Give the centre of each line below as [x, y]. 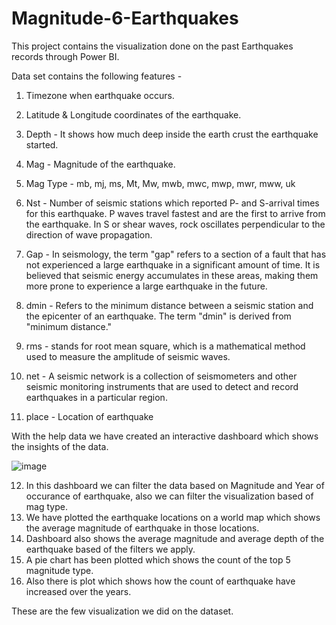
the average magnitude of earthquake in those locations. [142, 528]
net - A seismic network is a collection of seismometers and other [161, 376]
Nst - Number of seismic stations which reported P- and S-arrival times [172, 203]
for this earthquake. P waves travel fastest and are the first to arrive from [175, 213]
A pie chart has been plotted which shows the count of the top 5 [158, 559]
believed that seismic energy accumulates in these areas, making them [172, 275]
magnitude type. [59, 570]
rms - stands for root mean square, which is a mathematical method [165, 346]
